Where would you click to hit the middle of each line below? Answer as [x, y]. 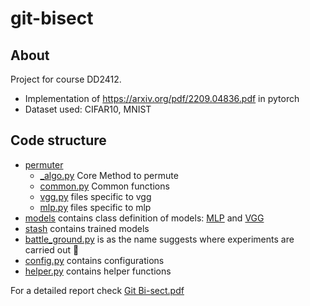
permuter [44, 164]
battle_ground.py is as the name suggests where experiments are [159, 239]
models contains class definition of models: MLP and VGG [144, 218]
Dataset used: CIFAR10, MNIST [88, 109]
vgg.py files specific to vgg [95, 196]
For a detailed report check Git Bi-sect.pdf [97, 290]
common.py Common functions [104, 186]
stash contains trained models [87, 228]
